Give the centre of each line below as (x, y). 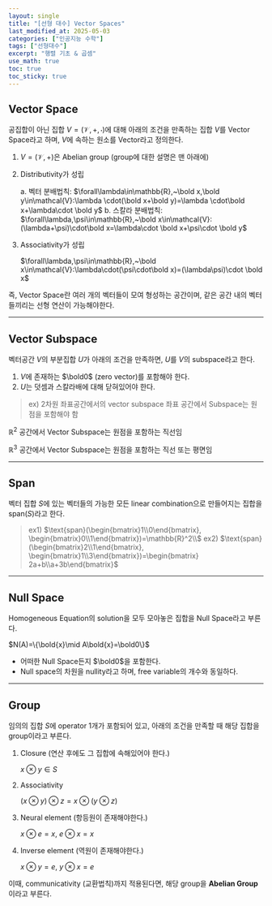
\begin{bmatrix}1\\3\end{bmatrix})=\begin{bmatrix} (114, 556)
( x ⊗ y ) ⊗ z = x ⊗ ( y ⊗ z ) (69, 801)
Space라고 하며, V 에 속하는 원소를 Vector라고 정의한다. (96, 140)
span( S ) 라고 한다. (36, 514)
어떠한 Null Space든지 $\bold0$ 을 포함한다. (90, 662)
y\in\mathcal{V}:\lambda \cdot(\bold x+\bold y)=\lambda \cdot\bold (132, 201)
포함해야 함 (61, 414)
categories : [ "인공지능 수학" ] (56, 39)
